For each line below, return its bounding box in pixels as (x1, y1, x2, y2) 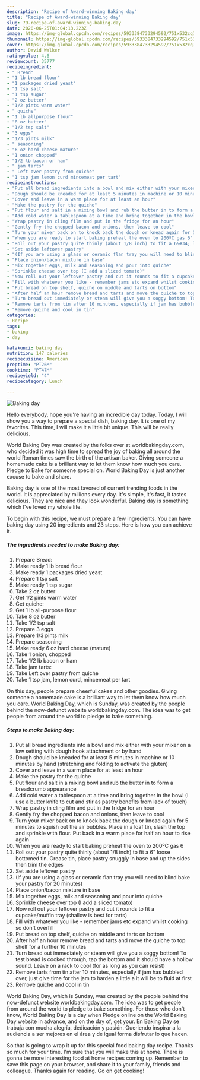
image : (7, 31, 23, 37)
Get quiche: (15, 600, 44, 607)
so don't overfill (15, 924, 54, 932)
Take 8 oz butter (15, 613, 56, 620)
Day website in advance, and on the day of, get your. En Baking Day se (7, 1018, 180, 1025)
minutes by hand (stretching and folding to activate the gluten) (15, 761, 169, 768)
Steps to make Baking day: (7, 726, 75, 733)
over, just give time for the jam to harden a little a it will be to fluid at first (15, 975, 192, 982)
